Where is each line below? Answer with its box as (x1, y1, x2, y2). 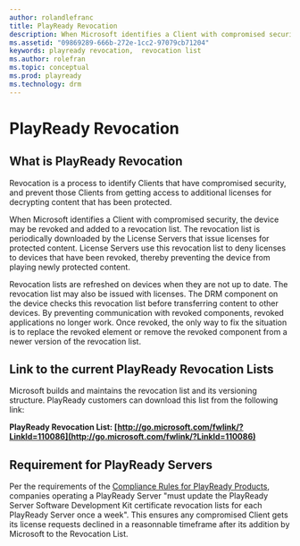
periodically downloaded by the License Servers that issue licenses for (9, 233, 270, 243)
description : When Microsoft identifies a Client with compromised (9, 30, 266, 38)
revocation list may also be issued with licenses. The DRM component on (9, 288, 279, 299)
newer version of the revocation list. (9, 336, 141, 346)
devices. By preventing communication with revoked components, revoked (9, 307, 284, 318)
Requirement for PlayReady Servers (9, 457, 212, 473)
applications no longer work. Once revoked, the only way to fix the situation (9, 317, 287, 328)
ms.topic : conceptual (9, 64, 90, 73)
